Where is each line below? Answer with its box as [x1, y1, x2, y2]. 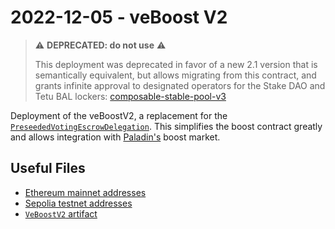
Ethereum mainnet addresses [24, 186, 147, 198]
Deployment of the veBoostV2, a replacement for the [10, 109, 228, 121]
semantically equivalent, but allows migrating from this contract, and [34, 69, 317, 81]
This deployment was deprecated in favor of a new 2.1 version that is [34, 58, 318, 70]
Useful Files [10, 160, 86, 177]
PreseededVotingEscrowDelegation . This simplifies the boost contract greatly [10, 120, 323, 132]
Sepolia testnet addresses [24, 197, 133, 209]
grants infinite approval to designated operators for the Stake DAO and [34, 79, 326, 91]
